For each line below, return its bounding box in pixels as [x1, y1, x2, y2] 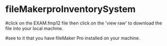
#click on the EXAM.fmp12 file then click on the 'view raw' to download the [5, 20, 162, 26]
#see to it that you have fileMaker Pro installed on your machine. [5, 35, 141, 41]
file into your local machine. [5, 25, 64, 31]
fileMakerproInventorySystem [5, 3, 136, 15]
